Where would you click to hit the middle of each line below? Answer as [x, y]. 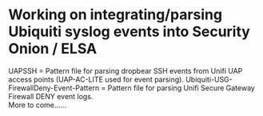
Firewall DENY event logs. [51, 96]
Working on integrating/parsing [115, 15]
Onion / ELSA [53, 49]
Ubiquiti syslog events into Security [129, 32]
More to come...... [37, 105]
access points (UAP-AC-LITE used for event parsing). [96, 79]
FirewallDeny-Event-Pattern [54, 88]
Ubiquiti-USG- [209, 79]
